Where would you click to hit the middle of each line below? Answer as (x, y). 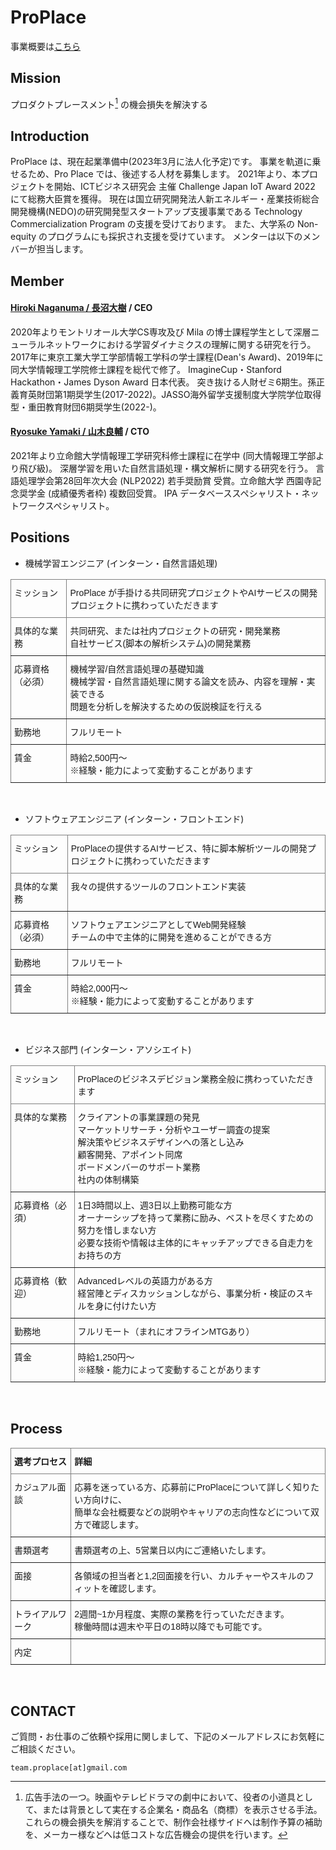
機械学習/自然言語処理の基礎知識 (137, 669)
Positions (40, 537)
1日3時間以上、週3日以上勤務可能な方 (155, 1205)
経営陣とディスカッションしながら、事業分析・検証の (187, 1293)
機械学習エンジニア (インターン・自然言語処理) (121, 563)
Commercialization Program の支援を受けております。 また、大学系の (152, 224)
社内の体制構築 (108, 1179)
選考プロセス (40, 1461)
